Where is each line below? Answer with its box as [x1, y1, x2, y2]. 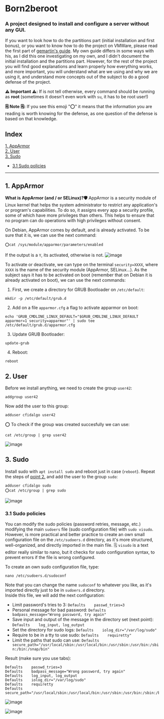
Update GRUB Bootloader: [12, 331, 65, 337]
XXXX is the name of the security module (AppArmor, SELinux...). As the [5, 267, 147, 273]
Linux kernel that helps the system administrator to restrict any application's [5, 202, 158, 208]
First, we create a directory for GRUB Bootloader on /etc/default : [12, 287, 145, 292]
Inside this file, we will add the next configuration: [5, 592, 105, 598]
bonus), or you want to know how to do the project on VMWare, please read [5, 43, 158, 49]
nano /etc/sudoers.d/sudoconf [5, 573, 67, 579]
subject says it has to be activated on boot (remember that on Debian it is [5, 272, 153, 278]
